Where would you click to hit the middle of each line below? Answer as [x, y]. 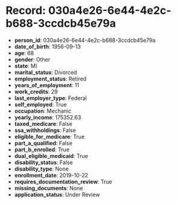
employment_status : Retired [50, 79]
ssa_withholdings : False [45, 130]
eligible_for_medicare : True [50, 136]
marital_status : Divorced [46, 72]
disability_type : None [41, 169]
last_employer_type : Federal [50, 98]
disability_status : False [43, 162]
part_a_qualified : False [43, 143]
